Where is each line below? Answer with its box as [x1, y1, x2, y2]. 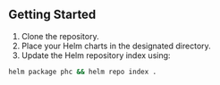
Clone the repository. [21, 30, 99, 41]
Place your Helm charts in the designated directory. [21, 40, 211, 51]
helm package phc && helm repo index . [8, 67, 157, 76]
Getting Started [8, 7, 97, 22]
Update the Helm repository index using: [21, 49, 171, 61]
